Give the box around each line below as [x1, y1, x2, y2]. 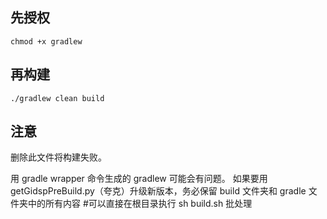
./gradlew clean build [10, 93, 105, 103]
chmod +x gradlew [10, 36, 83, 47]
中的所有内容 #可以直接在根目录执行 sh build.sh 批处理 [27, 198, 253, 210]
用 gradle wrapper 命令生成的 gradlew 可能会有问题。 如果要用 [10, 173, 268, 185]
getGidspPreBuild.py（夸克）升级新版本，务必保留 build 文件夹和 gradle [10, 185, 307, 197]
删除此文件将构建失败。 [10, 151, 107, 163]
